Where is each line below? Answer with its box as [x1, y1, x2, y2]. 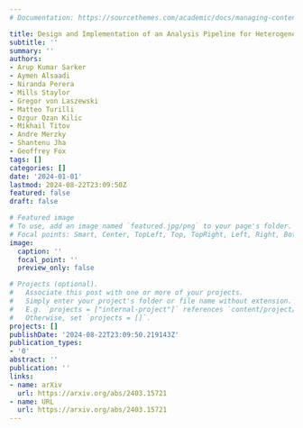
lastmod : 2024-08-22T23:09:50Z [9, 180, 127, 189]
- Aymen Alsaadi [9, 71, 70, 81]
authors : [9, 55, 42, 64]
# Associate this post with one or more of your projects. [9, 288, 244, 297]
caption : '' [17, 247, 63, 256]
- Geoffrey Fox [9, 147, 67, 156]
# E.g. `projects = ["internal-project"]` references [9, 305, 224, 314]
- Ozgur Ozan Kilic [9, 114, 83, 123]
